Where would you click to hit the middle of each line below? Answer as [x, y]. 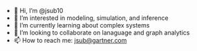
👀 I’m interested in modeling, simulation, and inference [91, 18]
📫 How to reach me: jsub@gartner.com [70, 40]
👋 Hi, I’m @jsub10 [38, 11]
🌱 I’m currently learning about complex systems [82, 25]
